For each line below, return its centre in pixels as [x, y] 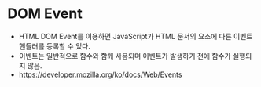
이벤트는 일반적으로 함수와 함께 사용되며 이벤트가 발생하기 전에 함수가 [125, 56]
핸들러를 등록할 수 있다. [55, 46]
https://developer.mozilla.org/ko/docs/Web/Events [100, 74]
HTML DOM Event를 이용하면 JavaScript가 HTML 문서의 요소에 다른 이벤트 [136, 36]
